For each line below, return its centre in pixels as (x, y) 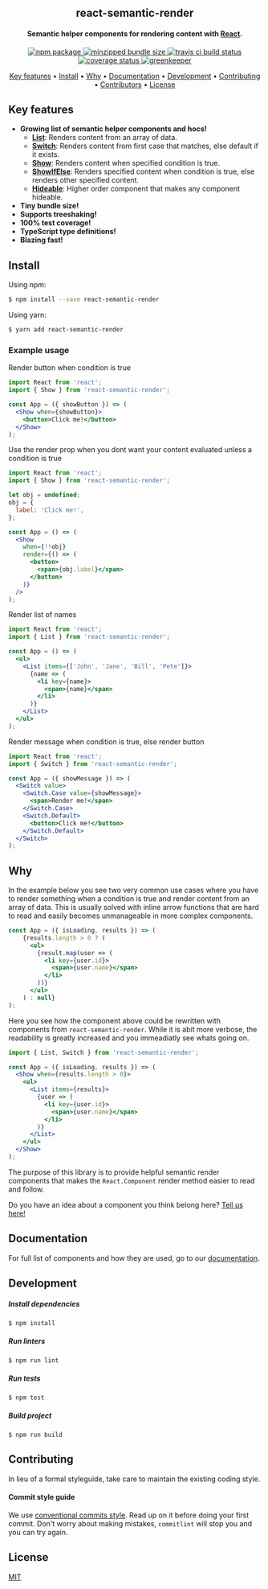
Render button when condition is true (69, 368)
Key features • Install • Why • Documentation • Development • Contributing (135, 76)
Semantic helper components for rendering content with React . (135, 33)
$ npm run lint (34, 1361)
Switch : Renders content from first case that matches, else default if (145, 146)
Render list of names (43, 615)
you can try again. (38, 1533)
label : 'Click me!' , (50, 510)
